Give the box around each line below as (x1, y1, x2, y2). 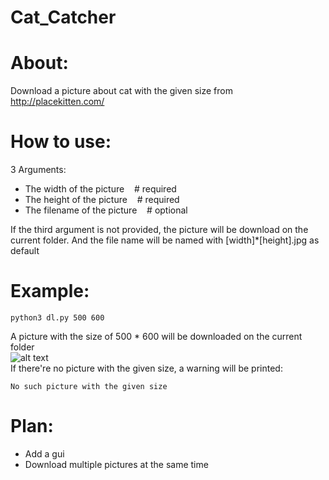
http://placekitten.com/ (10, 96, 105, 108)
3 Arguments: (10, 164, 67, 176)
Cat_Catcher (10, 6, 117, 29)
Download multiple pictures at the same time (24, 458, 209, 470)
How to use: (10, 131, 112, 153)
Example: (10, 280, 90, 303)
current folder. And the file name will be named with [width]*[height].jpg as (10, 234, 320, 246)
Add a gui (24, 447, 65, 460)
